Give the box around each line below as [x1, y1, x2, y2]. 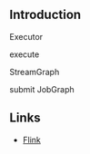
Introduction [9, 7, 82, 23]
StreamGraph [9, 66, 60, 77]
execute [9, 49, 40, 60]
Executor [9, 31, 44, 42]
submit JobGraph [9, 83, 75, 94]
